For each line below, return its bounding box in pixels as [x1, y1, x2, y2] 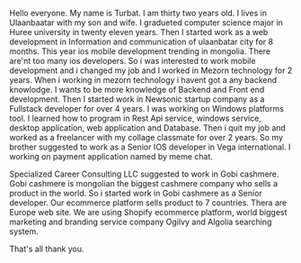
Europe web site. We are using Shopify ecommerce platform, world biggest [9, 207, 288, 217]
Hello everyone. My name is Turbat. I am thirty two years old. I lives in [9, 8, 268, 18]
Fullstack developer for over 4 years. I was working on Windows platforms [9, 104, 285, 113]
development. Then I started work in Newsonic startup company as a [9, 94, 265, 104]
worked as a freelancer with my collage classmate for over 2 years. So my [9, 132, 284, 142]
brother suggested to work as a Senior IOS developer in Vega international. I [9, 141, 291, 152]
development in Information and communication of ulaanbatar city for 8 [9, 36, 274, 47]
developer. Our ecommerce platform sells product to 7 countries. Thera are [9, 197, 288, 208]
